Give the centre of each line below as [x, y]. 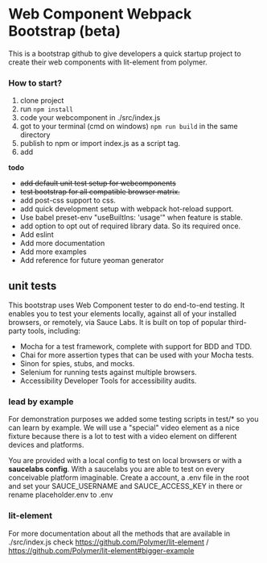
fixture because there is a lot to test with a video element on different [123, 436]
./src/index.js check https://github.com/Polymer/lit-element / [109, 542]
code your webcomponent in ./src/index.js [90, 118]
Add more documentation [62, 244]
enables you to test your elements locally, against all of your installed [123, 314]
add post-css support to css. [68, 200]
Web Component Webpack [100, 14]
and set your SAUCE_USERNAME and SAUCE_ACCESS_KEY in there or [125, 486]
